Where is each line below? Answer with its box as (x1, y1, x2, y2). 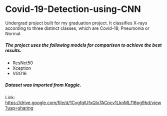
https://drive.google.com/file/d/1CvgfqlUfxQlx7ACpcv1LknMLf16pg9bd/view (5, 100, 161, 106)
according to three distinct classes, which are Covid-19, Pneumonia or (5, 25, 150, 31)
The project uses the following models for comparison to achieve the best (5, 42, 162, 48)
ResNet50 (12, 60, 33, 66)
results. (5, 47, 21, 53)
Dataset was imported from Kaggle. (5, 82, 81, 88)
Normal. (5, 30, 21, 36)
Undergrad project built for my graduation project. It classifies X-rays (5, 20, 147, 26)
